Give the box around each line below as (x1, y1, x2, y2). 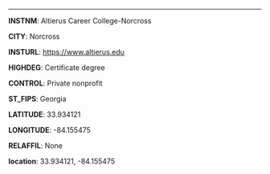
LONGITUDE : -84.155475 (8, 126, 91, 135)
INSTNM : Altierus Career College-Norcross (8, 16, 152, 25)
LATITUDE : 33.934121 (8, 110, 81, 119)
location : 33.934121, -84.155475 (8, 156, 115, 166)
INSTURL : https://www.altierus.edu (8, 48, 125, 56)
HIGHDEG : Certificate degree (8, 63, 106, 72)
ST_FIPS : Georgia (8, 94, 67, 103)
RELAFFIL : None (8, 141, 63, 150)
